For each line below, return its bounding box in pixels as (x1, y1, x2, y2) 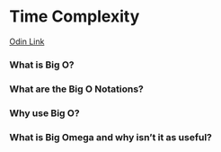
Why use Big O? (9, 106, 80, 119)
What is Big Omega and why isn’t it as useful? (9, 130, 213, 143)
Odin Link (9, 36, 45, 47)
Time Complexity (9, 6, 140, 27)
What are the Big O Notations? (9, 83, 144, 95)
